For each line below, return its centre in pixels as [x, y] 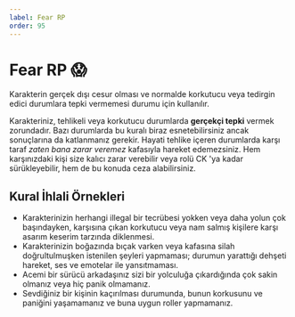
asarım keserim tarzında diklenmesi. [88, 237]
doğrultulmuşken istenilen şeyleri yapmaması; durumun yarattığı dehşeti [154, 256]
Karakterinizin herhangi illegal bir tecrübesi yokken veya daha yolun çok [154, 218]
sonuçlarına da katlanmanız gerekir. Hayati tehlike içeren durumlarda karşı [145, 140]
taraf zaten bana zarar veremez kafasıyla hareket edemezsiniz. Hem [135, 150]
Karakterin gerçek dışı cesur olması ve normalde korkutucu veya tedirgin [142, 94]
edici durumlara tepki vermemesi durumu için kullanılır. [109, 104]
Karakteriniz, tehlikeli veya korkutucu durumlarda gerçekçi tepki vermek [142, 121]
